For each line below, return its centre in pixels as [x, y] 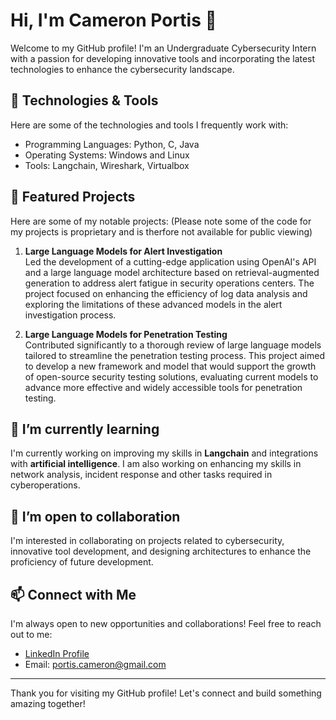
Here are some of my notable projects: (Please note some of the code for [161, 221]
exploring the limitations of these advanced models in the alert [153, 304]
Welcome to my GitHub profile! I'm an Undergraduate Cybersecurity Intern [163, 48]
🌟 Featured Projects [73, 197]
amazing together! [48, 703]
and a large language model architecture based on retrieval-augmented [172, 272]
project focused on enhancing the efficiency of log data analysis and [166, 293]
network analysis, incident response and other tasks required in [141, 475]
